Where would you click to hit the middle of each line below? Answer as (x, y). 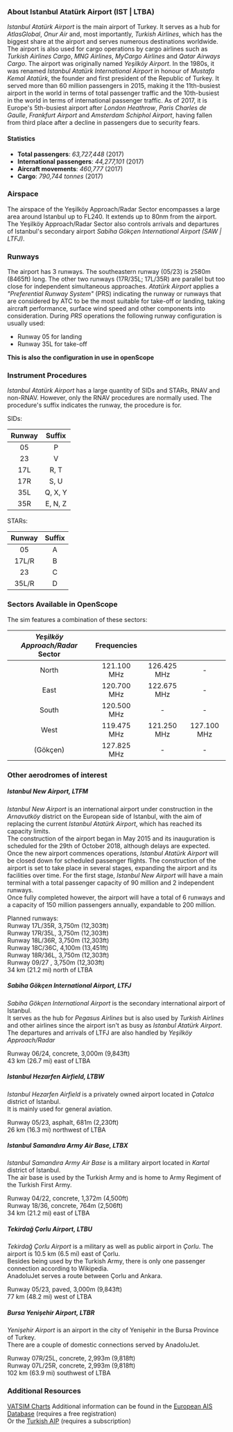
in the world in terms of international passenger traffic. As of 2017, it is (107, 101)
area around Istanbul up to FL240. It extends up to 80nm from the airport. (112, 216)
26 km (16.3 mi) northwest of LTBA (57, 1130)
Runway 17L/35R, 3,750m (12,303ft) (58, 925)
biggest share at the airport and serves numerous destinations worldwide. (113, 42)
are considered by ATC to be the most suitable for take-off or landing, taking (116, 301)
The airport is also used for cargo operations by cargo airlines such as (107, 49)
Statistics (21, 138)
